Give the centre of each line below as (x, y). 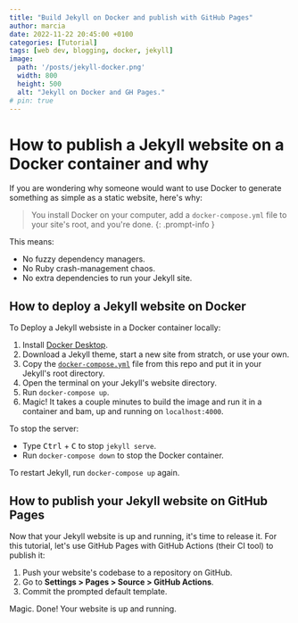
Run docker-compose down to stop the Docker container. (123, 455)
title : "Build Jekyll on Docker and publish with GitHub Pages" (131, 17)
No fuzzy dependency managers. (83, 259)
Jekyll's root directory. (63, 374)
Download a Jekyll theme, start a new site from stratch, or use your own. (156, 354)
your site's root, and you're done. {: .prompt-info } (123, 225)
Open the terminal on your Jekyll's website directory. (119, 383)
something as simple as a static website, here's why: (106, 198)
